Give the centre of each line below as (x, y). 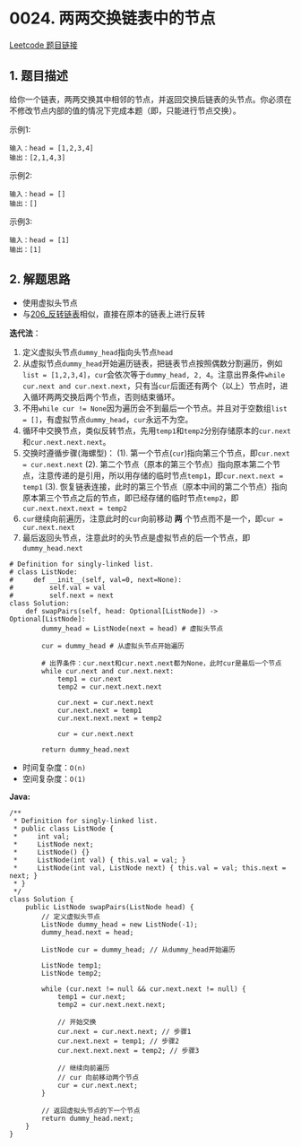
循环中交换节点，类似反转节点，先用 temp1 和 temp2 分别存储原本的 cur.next (156, 430)
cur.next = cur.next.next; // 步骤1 (124, 1031)
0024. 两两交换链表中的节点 (113, 18)
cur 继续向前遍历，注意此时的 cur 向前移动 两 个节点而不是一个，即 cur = (153, 518)
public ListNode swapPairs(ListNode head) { (110, 907)
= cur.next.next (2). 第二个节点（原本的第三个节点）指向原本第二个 (147, 464)
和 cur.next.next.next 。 (66, 441)
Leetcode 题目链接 (43, 45)
